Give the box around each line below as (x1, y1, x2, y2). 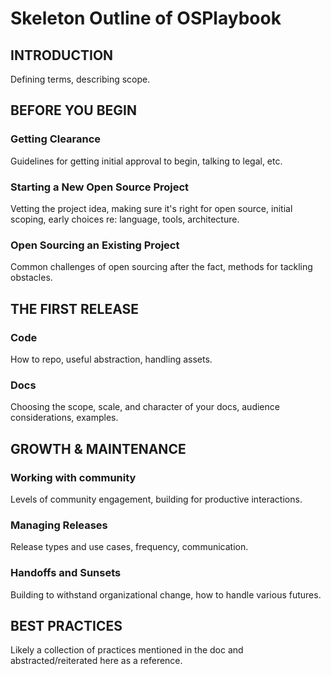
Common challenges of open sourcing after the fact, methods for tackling (10, 261, 313, 273)
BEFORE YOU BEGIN (10, 102, 137, 119)
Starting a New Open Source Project (10, 180, 190, 194)
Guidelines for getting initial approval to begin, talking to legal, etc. (10, 155, 283, 167)
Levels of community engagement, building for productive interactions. (10, 493, 303, 505)
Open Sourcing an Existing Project (10, 238, 180, 252)
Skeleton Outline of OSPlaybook (10, 7, 282, 30)
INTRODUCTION (10, 47, 114, 64)
